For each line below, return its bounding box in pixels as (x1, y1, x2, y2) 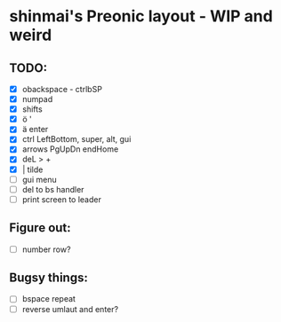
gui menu (21, 174, 57, 185)
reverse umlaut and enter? (21, 303, 118, 314)
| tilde (21, 164, 44, 175)
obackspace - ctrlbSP (21, 84, 102, 94)
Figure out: (9, 220, 71, 236)
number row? (21, 244, 71, 255)
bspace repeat (21, 294, 76, 304)
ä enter (21, 124, 49, 135)
